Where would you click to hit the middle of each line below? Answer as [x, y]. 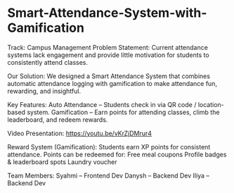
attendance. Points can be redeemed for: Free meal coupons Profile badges [117, 154]
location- [211, 104]
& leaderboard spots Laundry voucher [62, 162]
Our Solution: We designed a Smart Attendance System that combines [109, 76]
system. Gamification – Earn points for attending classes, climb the [123, 112]
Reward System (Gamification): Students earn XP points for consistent [109, 147]
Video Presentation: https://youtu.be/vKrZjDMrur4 [80, 133]
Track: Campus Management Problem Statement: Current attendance [108, 47]
